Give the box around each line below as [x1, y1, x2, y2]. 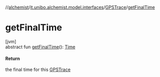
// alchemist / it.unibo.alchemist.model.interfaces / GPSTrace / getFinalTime [5, 5, 155, 10]
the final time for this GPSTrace [5, 66, 71, 72]
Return [5, 55, 20, 61]
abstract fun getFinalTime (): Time [5, 44, 76, 50]
